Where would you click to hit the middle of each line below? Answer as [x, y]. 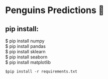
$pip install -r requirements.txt [41, 71]
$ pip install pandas [26, 46]
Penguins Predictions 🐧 [55, 10]
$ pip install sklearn [26, 52]
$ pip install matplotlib [28, 62]
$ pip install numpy [25, 41]
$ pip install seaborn [26, 57]
